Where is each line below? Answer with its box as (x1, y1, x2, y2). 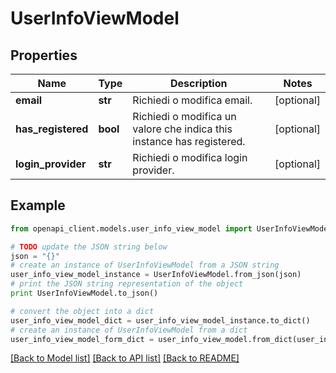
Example (10, 197, 66, 214)
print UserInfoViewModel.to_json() (10, 288, 159, 299)
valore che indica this (132, 122, 233, 136)
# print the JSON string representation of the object (10, 279, 244, 289)
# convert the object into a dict (10, 306, 155, 316)
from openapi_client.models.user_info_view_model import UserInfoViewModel (10, 223, 333, 234)
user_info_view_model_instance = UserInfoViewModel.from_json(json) (10, 270, 302, 280)
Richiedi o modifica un (132, 110, 237, 123)
